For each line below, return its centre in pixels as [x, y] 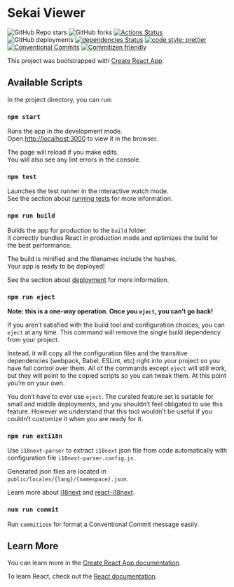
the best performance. [40, 245]
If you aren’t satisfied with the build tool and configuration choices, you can [116, 325]
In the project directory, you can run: [60, 99]
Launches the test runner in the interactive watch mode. [88, 191]
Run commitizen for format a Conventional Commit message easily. [103, 524]
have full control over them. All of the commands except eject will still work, [117, 368]
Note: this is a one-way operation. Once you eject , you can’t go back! [110, 311]
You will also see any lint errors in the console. [74, 160]
